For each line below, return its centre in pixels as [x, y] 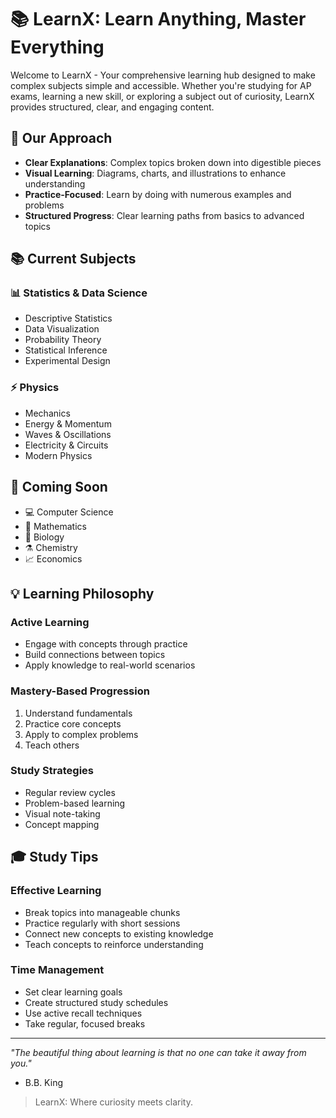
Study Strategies [52, 771]
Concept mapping [62, 824]
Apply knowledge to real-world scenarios [110, 665]
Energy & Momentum [68, 423]
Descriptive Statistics [68, 318]
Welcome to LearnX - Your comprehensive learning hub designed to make [163, 75]
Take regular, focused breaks [85, 1023]
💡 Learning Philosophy [82, 593]
